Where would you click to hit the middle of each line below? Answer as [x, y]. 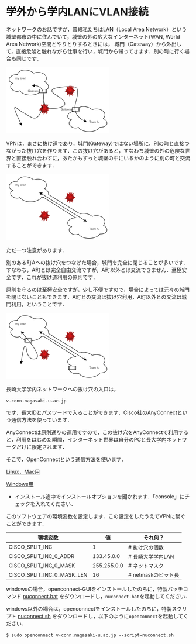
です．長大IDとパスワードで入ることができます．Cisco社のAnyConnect [92, 412]
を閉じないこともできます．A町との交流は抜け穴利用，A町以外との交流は [94, 297]
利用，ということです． [39, 304]
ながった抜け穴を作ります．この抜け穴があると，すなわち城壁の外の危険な [96, 150]
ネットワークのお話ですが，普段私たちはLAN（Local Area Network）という [97, 29]
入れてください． [55, 504]
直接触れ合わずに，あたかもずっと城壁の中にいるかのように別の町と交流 [103, 158]
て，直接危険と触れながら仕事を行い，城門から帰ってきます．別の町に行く [95, 51]
